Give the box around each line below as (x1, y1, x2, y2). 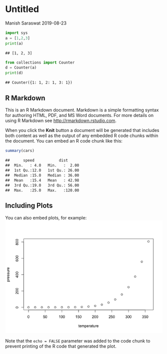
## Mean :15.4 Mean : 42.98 (5, 177, 79, 183)
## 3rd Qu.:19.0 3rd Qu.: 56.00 (5, 182, 79, 188)
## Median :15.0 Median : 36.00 (5, 172, 79, 178)
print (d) (5, 70, 23, 75)
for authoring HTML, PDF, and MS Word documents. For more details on (5, 112, 154, 118)
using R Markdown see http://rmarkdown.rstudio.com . (5, 117, 116, 123)
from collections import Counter (5, 60, 75, 65)
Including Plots (5, 201, 53, 210)
